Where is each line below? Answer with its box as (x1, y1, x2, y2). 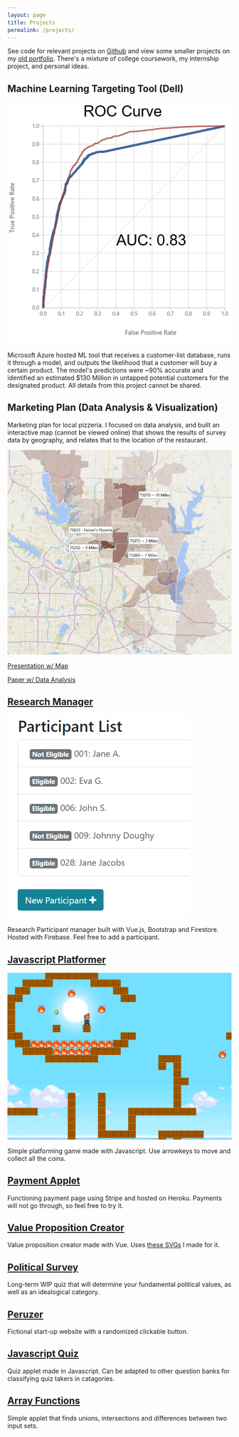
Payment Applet (7, 1174, 80, 1187)
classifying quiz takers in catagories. (7, 1374, 115, 1383)
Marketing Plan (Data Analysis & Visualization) (7, 402, 218, 414)
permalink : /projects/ (7, 26, 75, 33)
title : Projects (7, 18, 55, 26)
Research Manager (7, 696, 94, 708)
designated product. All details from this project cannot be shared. (7, 381, 202, 389)
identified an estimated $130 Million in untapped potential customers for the (7, 373, 229, 382)
